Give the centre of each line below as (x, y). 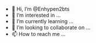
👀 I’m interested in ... (36, 15)
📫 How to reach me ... (38, 34)
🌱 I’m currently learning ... (42, 21)
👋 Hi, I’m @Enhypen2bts (40, 9)
